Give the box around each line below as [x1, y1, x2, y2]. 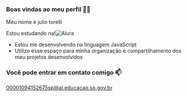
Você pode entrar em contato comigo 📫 [6, 68, 122, 77]
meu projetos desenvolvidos [14, 54, 83, 61]
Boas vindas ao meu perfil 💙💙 [6, 5, 91, 13]
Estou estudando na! [6, 30, 56, 37]
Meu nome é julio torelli [6, 19, 63, 26]
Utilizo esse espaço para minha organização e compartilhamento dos [14, 47, 182, 54]
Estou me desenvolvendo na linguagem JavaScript [14, 41, 137, 49]
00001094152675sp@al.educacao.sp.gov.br [6, 84, 113, 91]
